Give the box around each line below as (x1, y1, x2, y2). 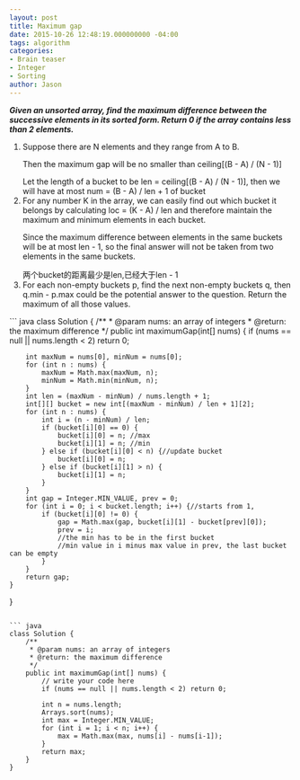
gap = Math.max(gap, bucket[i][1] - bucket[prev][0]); (57, 518, 268, 527)
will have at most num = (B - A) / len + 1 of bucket (22, 185, 207, 196)
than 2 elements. (9, 123, 75, 135)
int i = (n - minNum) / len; (41, 415, 151, 424)
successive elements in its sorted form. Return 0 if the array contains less (9, 114, 292, 125)
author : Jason (9, 80, 63, 89)
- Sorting (9, 72, 47, 81)
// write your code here (41, 676, 135, 686)
